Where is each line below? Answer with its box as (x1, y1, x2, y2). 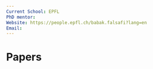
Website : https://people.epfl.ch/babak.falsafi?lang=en (6, 19, 147, 25)
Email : (6, 25, 23, 31)
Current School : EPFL (6, 8, 60, 15)
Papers (6, 51, 42, 64)
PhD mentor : (6, 14, 36, 20)
